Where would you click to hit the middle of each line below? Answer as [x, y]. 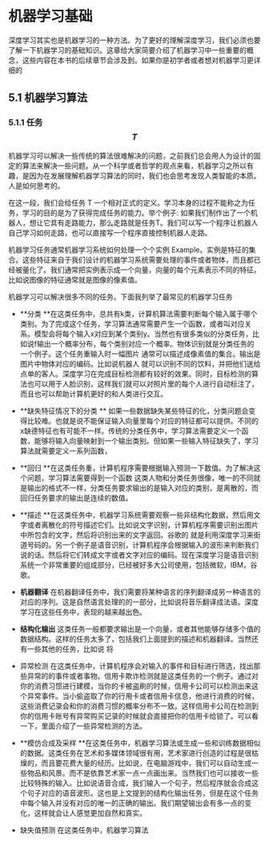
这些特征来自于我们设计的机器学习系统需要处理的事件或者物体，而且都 [138, 259]
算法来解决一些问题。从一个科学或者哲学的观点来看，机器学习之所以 [134, 166]
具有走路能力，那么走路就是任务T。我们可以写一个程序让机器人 [154, 223]
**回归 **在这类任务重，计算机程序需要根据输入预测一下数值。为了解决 [137, 467]
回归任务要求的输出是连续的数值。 [76, 498]
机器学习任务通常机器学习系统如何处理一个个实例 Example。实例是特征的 [129, 250]
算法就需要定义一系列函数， [66, 451]
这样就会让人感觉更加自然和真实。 [90, 812]
